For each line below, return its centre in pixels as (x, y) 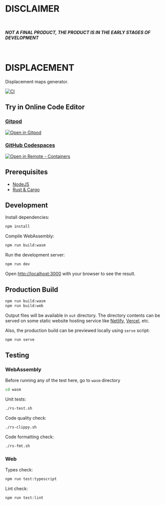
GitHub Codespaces (30, 145)
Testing (17, 355)
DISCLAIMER (32, 9)
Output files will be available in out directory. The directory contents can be (83, 315)
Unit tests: (16, 399)
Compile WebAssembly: (30, 236)
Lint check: (17, 488)
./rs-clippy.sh (21, 427)
